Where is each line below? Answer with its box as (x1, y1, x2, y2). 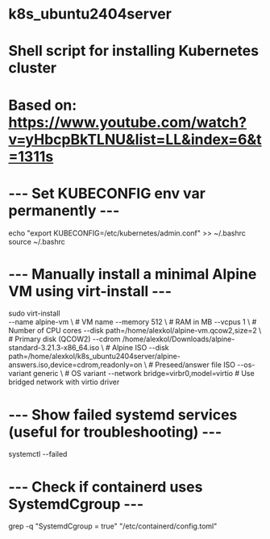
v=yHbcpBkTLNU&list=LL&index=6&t (8, 130, 262, 148)
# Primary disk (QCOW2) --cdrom (8, 334, 121, 344)
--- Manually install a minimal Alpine (8, 265, 257, 283)
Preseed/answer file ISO (155, 360, 236, 370)
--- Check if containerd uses (8, 478, 203, 496)
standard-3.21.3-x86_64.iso (8, 343, 100, 353)
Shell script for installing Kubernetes (8, 42, 260, 61)
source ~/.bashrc (8, 236, 66, 246)
